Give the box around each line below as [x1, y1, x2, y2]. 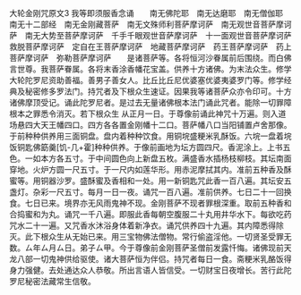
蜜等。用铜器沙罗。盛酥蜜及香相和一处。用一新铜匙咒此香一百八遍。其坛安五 [9, 175, 292, 186]
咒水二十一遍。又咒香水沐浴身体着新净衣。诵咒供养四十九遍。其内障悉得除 [9, 220, 284, 231]
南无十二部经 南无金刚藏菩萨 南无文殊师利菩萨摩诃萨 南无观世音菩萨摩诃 [9, 19, 292, 29]
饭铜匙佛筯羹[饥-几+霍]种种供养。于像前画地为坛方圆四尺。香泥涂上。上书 [9, 142, 283, 152]
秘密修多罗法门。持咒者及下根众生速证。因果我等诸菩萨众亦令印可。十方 [24, 86, 292, 97]
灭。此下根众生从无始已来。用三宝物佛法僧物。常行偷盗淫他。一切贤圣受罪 [9, 232, 284, 241]
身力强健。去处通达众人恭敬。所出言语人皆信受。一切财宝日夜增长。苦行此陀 [9, 265, 292, 275]
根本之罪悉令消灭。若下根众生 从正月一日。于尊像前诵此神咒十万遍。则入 [9, 108, 279, 119]
